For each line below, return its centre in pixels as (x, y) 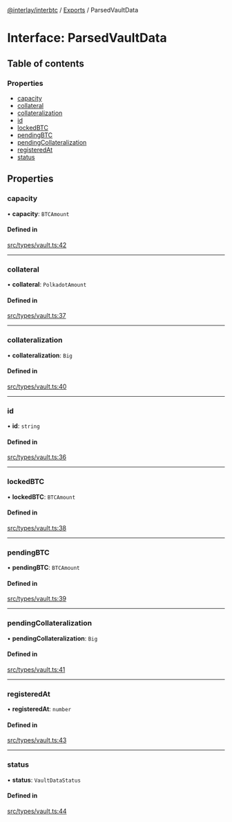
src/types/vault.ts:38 (37, 528)
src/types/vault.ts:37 (37, 316)
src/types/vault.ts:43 (37, 740)
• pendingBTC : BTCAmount (44, 568)
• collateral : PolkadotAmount (47, 285)
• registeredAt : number (39, 709)
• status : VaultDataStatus (44, 780)
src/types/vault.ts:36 (37, 457)
